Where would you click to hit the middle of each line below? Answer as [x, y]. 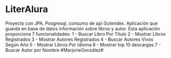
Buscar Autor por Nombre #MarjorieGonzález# [54, 50]
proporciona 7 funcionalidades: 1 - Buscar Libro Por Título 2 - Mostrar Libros [86, 34]
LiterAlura [27, 9]
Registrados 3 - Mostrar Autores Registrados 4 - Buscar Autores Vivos [79, 39]
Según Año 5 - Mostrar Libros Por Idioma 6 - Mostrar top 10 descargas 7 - [83, 44]
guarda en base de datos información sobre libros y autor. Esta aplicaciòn [83, 28]
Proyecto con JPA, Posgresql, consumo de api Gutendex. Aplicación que [82, 23]
